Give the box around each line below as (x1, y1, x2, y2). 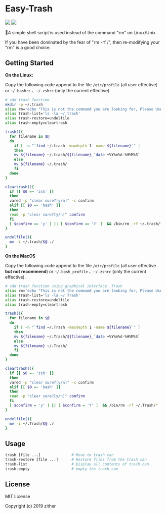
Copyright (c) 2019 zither (5, 503, 56, 509)
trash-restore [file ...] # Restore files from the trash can (5, 457, 147, 462)
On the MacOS (5, 253, 36, 259)
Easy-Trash (5, 3, 53, 14)
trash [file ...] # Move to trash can (5, 453, 114, 457)
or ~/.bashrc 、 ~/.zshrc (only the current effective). (5, 87, 111, 93)
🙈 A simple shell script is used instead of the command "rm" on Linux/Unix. (5, 29, 157, 35)
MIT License (5, 493, 31, 499)
